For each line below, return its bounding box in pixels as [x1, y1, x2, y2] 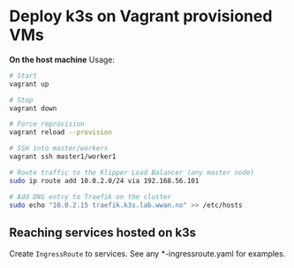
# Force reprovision [9, 119, 86, 129]
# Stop [9, 96, 34, 104]
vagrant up [9, 80, 49, 88]
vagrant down [9, 103, 57, 112]
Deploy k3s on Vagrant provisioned [9, 6, 273, 27]
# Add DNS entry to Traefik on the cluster [9, 192, 172, 201]
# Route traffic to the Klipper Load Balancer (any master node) [9, 168, 254, 177]
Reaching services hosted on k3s [9, 225, 197, 240]
